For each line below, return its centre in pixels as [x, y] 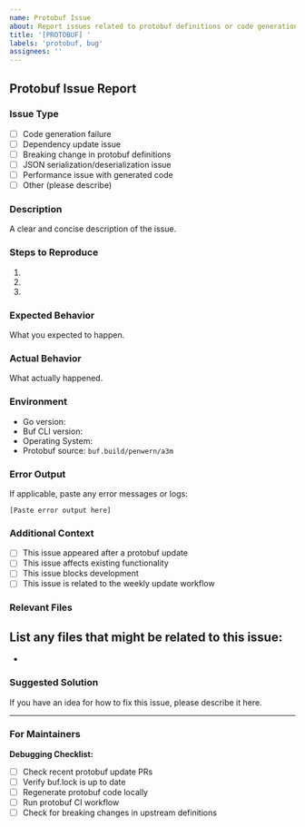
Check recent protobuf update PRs [88, 772]
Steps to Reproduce [54, 252]
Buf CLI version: [53, 431]
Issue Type [34, 114]
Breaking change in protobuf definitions [97, 154]
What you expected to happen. [67, 335]
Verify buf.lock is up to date [74, 782]
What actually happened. [56, 379]
